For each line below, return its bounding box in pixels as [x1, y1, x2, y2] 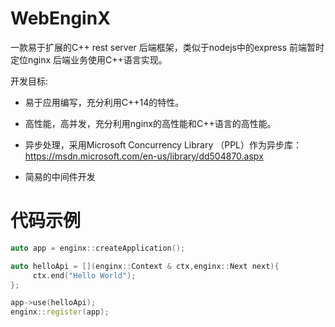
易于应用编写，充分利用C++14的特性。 [24, 96, 185, 108]
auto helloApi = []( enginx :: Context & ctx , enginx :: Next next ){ [10, 261, 280, 271]
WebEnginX [10, 7, 111, 30]
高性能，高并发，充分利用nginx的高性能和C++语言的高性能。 [24, 117, 277, 129]
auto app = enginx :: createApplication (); [10, 243, 186, 253]
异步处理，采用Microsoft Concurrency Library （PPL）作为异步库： [24, 138, 303, 151]
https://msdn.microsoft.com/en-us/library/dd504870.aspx [24, 150, 264, 162]
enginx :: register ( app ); [10, 307, 110, 317]
